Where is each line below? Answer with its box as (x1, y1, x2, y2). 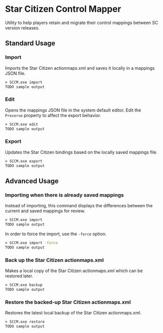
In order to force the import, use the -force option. (5, 231, 107, 237)
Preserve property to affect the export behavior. (5, 112, 101, 118)
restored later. (5, 273, 33, 278)
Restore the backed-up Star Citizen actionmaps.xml (5, 299, 131, 305)
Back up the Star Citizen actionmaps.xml (5, 256, 104, 263)
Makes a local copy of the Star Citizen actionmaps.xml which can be (5, 268, 143, 274)
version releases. (5, 25, 40, 30)
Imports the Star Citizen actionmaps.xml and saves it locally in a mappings (5, 65, 155, 71)
